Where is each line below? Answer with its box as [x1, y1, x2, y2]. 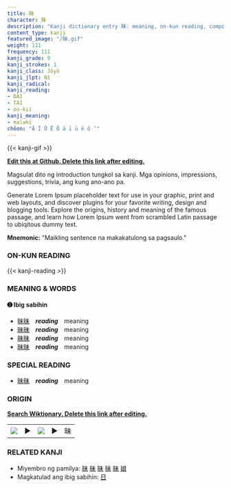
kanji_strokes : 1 [7, 61, 57, 68]
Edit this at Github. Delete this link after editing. [7, 157, 145, 166]
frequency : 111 [7, 49, 51, 56]
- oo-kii [7, 106, 32, 113]
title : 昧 [7, 10, 34, 17]
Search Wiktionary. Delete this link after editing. [7, 410, 147, 418]
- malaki [7, 118, 32, 126]
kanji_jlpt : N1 [7, 74, 51, 81]
